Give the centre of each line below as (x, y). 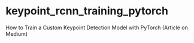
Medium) (17, 33)
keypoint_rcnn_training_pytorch (87, 11)
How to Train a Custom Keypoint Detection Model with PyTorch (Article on (97, 27)
